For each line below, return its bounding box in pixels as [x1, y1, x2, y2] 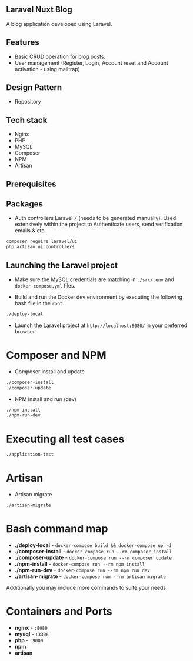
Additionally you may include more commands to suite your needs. [6, 584, 168, 591]
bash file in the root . [14, 300, 65, 307]
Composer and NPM [6, 349, 107, 362]
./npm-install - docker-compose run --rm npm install [14, 560, 145, 567]
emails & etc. [14, 227, 46, 234]
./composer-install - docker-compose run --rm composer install [14, 548, 172, 555]
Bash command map [6, 522, 108, 536]
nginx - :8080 [14, 624, 48, 631]
